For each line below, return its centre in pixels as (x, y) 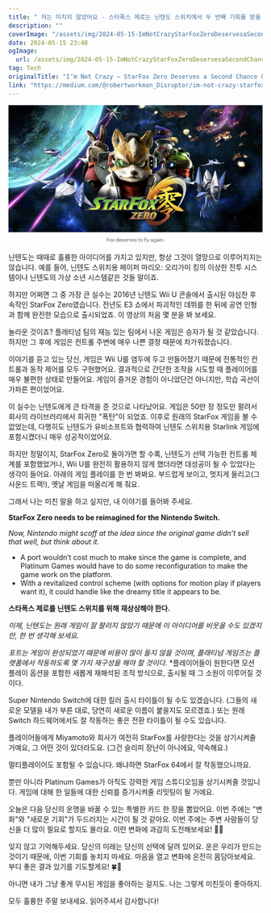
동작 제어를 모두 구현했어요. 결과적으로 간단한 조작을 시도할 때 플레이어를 (144, 369)
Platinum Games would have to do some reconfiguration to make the (134, 566)
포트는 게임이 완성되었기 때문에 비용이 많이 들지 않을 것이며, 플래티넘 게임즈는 (130, 652)
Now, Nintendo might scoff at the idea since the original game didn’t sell (129, 533)
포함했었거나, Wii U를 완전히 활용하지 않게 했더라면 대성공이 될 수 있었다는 (140, 463)
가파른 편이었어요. (37, 389)
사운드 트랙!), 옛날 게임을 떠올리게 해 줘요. (74, 484)
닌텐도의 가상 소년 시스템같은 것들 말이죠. (94, 277)
